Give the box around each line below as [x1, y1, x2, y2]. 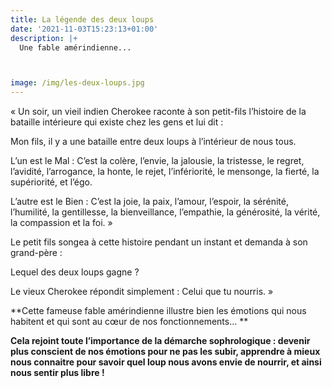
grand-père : [10, 247, 63, 259]
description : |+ [10, 33, 78, 43]
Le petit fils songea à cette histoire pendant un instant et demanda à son [10, 236, 308, 248]
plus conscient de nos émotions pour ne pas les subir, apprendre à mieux [10, 346, 321, 358]
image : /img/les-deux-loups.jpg [10, 78, 145, 88]
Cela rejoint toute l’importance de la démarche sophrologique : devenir [10, 335, 311, 347]
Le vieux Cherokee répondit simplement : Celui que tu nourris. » [10, 286, 274, 298]
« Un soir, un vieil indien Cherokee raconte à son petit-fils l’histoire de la [10, 106, 307, 118]
